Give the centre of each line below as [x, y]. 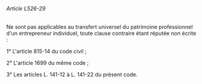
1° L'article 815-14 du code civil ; [46, 52]
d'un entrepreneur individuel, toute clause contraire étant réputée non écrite [101, 34]
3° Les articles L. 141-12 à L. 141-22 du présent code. [72, 74]
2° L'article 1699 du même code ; [48, 63]
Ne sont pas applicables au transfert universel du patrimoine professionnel [99, 27]
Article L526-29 [26, 8]
